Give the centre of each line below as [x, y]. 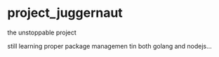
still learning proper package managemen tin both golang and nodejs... [109, 46]
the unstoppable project [42, 32]
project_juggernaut [65, 13]
